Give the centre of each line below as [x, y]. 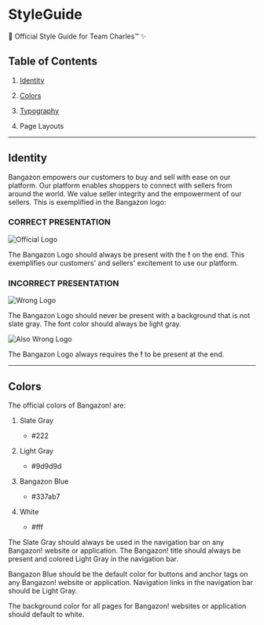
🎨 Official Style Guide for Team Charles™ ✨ [77, 36]
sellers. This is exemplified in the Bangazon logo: [87, 202]
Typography [39, 111]
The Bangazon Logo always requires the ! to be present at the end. [116, 354]
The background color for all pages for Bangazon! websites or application [127, 605]
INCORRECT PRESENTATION [64, 283]
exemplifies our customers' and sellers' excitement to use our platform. [123, 263]
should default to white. [46, 614]
